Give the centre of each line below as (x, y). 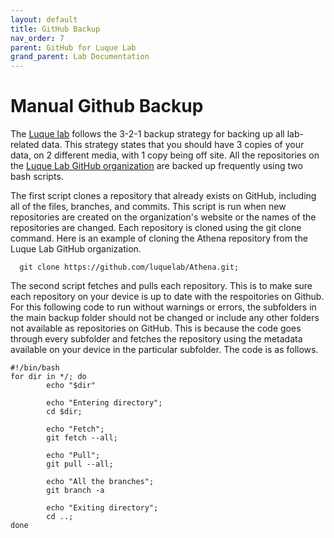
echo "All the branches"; (100, 482)
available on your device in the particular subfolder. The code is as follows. (164, 350)
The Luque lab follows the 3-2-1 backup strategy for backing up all (147, 134)
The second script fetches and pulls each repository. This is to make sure (161, 286)
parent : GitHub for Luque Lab (73, 47)
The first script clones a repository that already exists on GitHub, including (163, 196)
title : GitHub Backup (55, 29)
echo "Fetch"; (75, 429)
